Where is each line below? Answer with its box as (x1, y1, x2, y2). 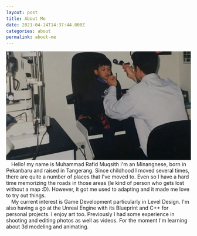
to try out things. (6, 191, 46, 199)
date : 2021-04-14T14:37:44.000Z (6, 22, 85, 28)
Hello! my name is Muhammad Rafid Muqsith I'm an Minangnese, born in (11, 160, 186, 167)
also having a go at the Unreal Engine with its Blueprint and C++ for (6, 204, 169, 211)
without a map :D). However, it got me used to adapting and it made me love (6, 186, 189, 193)
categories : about (6, 28, 51, 34)
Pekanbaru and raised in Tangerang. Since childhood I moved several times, (6, 167, 190, 174)
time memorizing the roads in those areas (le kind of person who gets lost (6, 179, 185, 186)
